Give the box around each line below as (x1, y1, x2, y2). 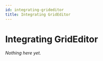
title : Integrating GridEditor (5, 12, 71, 17)
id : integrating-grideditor (5, 7, 64, 12)
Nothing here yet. (5, 50, 41, 56)
